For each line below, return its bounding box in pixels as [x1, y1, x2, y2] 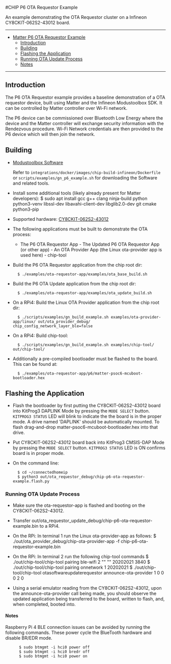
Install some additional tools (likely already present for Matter [12, 190, 141, 196]
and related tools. [12, 180, 50, 186]
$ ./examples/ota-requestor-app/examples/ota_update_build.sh [17, 290, 152, 296]
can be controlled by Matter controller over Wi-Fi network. [5, 105, 128, 111]
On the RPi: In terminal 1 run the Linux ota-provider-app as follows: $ [12, 533, 157, 539]
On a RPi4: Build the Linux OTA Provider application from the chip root [12, 299, 159, 305]
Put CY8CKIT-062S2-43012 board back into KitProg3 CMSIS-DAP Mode [12, 440, 164, 446]
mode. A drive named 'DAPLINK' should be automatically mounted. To [12, 419, 160, 425]
